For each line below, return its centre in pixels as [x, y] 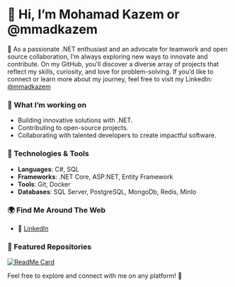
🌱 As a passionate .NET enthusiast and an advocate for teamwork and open [117, 49]
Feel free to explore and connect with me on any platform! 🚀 [95, 276]
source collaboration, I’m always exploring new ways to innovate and [108, 57]
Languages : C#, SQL [48, 169]
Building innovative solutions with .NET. [75, 120]
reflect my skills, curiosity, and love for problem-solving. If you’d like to [110, 71]
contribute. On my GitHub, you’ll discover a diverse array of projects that [113, 64]
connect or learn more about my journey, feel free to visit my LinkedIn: [110, 79]
